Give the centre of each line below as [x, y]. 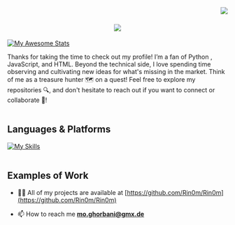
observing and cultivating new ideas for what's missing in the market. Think [116, 71]
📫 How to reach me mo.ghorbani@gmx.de [81, 214]
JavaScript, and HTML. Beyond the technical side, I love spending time [109, 64]
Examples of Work [48, 176]
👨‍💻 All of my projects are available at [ [72, 192]
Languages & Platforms [59, 130]
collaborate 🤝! [27, 100]
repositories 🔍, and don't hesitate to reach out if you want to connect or [111, 89]
